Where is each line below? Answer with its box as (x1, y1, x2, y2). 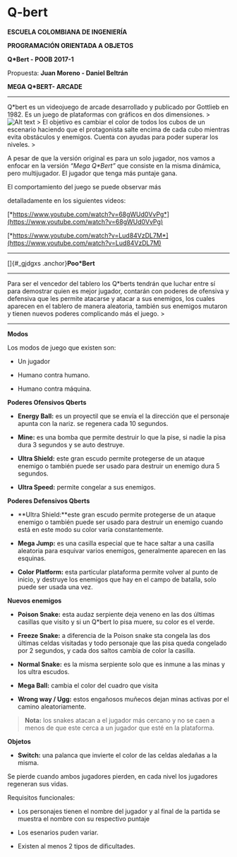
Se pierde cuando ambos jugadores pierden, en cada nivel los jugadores (7, 772, 218, 781)
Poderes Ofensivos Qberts (7, 398, 87, 406)
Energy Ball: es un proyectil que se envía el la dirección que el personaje (17, 411, 230, 420)
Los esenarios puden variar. (17, 828, 99, 837)
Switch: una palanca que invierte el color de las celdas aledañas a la (17, 750, 217, 760)
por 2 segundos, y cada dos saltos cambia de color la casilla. (17, 646, 195, 654)
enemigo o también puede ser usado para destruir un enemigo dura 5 (17, 461, 220, 470)
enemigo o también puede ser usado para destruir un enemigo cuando (17, 517, 224, 526)
